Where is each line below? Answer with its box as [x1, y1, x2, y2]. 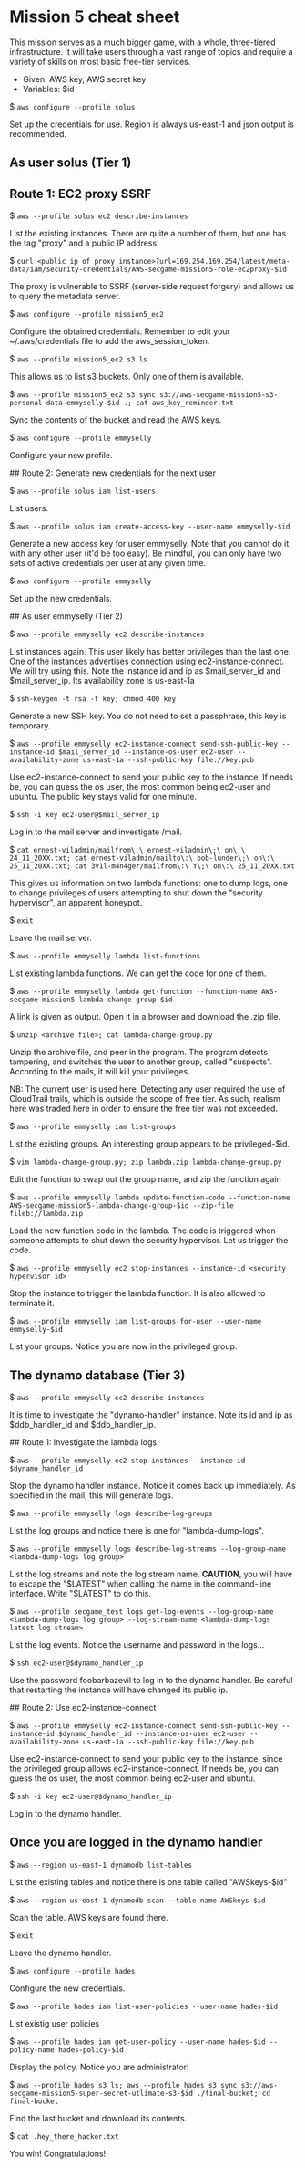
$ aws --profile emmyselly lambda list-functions [9, 950, 201, 961]
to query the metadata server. [9, 290, 121, 302]
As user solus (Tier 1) [9, 155, 132, 171]
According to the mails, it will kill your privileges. [9, 1066, 190, 1077]
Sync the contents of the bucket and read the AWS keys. [9, 414, 222, 425]
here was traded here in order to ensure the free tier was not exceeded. [9, 1103, 279, 1115]
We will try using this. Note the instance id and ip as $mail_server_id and [9, 665, 280, 676]
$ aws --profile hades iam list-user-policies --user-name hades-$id [9, 2000, 279, 2011]
